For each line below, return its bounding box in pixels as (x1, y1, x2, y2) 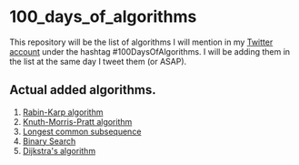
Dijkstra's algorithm (22, 145, 96, 156)
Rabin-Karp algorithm (22, 107, 104, 118)
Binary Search (22, 135, 76, 147)
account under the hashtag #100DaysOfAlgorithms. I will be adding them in (9, 46, 291, 57)
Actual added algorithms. (9, 82, 156, 98)
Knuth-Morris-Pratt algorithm (22, 116, 133, 127)
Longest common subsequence (22, 126, 142, 137)
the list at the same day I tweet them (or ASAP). (9, 56, 187, 67)
